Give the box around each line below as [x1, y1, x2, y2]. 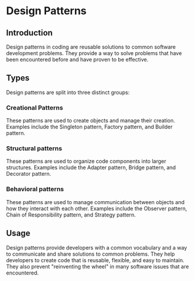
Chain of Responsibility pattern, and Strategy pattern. [6, 211, 136, 218]
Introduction [6, 28, 53, 38]
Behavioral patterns [6, 185, 64, 193]
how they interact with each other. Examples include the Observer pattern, [6, 205, 187, 212]
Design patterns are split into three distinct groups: [6, 89, 130, 96]
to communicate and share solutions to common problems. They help [6, 250, 175, 257]
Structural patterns [6, 144, 63, 153]
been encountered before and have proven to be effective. [6, 56, 149, 63]
